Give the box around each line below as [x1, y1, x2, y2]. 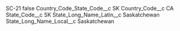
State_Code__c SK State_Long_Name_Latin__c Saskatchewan [6, 11, 160, 18]
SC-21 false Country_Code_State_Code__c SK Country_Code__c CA [6, 5, 174, 12]
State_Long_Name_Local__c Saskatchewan [6, 18, 114, 25]
